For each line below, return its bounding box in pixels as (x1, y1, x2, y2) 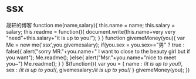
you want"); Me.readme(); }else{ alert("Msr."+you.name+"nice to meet (6, 54, 177, 61)
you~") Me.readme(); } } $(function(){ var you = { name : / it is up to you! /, (6, 60, 183, 67)
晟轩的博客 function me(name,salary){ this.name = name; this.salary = (6, 21, 175, 28)
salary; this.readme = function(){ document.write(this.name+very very (6, 28, 176, 35)
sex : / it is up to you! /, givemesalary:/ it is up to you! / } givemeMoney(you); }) (6, 66, 190, 73)
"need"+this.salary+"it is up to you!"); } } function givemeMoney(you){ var (6, 34, 185, 41)
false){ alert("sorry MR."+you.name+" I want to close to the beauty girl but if (6, 48, 191, 55)
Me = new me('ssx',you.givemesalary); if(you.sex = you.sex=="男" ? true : (6, 41, 185, 48)
